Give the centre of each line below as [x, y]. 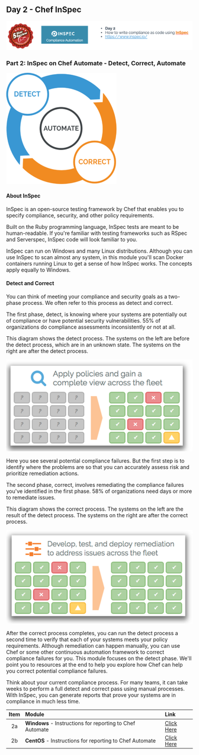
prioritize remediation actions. [43, 473]
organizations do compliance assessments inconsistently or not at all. [91, 327]
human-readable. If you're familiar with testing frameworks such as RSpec [97, 233]
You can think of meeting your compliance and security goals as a [87, 297]
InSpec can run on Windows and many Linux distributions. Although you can [99, 251]
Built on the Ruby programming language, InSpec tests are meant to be [93, 227]
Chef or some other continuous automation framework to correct [85, 652]
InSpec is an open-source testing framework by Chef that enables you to [95, 209]
